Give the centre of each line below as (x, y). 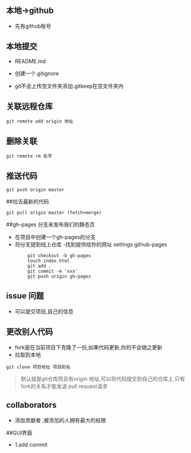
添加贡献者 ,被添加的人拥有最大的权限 (60, 420)
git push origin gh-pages (59, 277)
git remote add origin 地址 (40, 121)
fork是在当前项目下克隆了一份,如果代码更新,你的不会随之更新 (88, 347)
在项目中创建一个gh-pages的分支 (55, 237)
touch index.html (48, 261)
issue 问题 (25, 296)
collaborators (32, 405)
